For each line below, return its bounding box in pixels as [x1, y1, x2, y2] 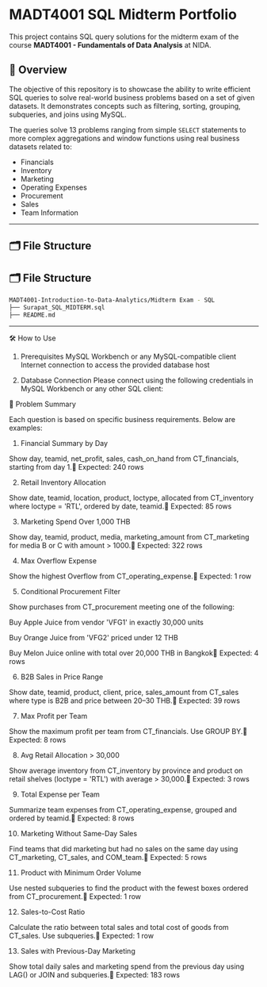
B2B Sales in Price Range [20, 672, 104, 682]
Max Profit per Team [20, 711, 88, 720]
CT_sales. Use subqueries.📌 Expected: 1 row [9, 931, 154, 940]
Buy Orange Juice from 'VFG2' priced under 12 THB [9, 632, 179, 642]
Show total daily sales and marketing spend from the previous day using [9, 962, 245, 971]
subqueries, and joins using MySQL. [9, 109, 128, 119]
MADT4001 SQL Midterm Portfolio [9, 6, 237, 24]
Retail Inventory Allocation [20, 478, 106, 487]
